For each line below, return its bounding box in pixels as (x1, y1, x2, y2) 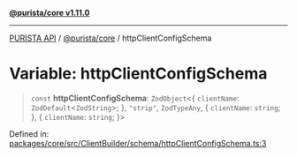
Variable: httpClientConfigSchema (9, 64, 268, 84)
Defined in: (9, 128, 49, 139)
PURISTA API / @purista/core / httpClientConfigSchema (9, 33, 212, 43)
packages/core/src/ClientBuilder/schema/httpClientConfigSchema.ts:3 (9, 138, 267, 148)
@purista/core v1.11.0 (9, 8, 90, 18)
